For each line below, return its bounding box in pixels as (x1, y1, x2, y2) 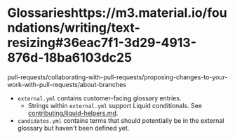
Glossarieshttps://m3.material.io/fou (7, 5, 227, 21)
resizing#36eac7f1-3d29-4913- (7, 35, 196, 51)
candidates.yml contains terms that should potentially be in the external (17, 116, 224, 124)
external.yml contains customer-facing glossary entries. (17, 93, 182, 102)
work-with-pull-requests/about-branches (7, 80, 126, 88)
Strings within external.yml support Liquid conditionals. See (27, 101, 202, 110)
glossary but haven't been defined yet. (17, 124, 130, 132)
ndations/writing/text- (7, 20, 140, 36)
